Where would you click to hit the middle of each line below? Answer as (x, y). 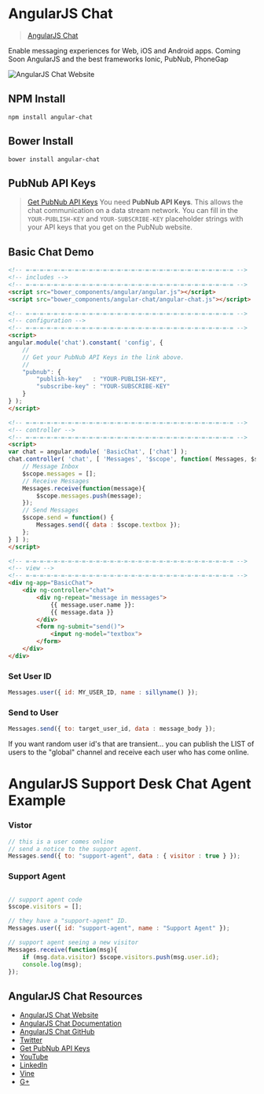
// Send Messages (51, 510)
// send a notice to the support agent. (75, 849)
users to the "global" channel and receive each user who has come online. (129, 752)
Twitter (31, 1040)
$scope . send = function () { (68, 518)
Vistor (20, 825)
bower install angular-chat (54, 159)
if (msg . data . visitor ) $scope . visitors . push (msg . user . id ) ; (121, 957)
